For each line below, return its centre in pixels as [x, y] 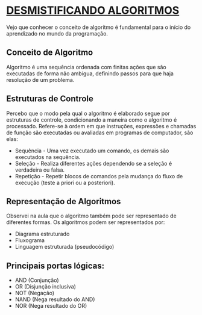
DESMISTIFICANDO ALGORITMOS [93, 11]
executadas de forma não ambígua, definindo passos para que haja [90, 73]
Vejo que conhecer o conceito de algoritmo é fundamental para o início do [99, 27]
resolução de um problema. [40, 80]
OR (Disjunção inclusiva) [46, 287]
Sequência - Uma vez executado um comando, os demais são [92, 151]
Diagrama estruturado [42, 234]
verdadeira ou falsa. [40, 170]
